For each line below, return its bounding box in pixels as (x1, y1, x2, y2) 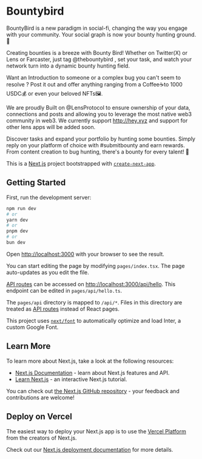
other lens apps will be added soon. (6, 123, 96, 130)
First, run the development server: (6, 194, 92, 201)
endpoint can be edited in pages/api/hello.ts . (6, 287, 123, 294)
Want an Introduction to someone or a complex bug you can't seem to (6, 74, 181, 81)
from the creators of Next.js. (6, 434, 77, 441)
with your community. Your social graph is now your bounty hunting (6, 30, 176, 38)
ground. (177, 30, 197, 38)
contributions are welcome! (6, 394, 75, 401)
